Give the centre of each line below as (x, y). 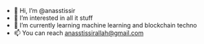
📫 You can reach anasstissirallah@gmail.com (79, 33)
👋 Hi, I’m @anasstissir (44, 11)
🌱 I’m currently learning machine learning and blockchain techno (105, 25)
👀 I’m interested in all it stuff (53, 18)
